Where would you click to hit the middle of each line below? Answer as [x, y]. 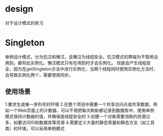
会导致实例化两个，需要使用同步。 [39, 75]
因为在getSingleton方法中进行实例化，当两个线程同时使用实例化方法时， [86, 69]
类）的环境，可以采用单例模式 [35, 128]
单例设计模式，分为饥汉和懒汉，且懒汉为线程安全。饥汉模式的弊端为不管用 [79, 57]
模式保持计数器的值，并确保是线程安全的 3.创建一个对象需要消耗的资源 [76, 116]
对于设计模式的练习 [24, 23]
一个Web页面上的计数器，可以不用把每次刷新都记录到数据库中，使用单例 [81, 110]
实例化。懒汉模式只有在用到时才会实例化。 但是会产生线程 [88, 63]
